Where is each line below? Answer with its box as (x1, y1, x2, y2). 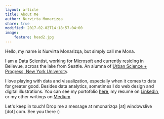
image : (5, 30, 19, 35)
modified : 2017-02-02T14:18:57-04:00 (5, 26, 83, 31)
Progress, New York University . (5, 68, 69, 74)
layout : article (5, 7, 39, 12)
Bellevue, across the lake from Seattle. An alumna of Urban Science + (5, 63, 147, 69)
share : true (5, 21, 30, 26)
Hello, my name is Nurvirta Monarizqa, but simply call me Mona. (5, 48, 135, 54)
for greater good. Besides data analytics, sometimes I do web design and (5, 83, 154, 89)
